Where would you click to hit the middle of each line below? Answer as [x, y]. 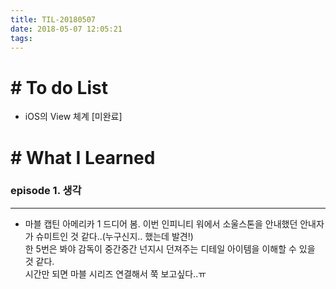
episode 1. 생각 [46, 191]
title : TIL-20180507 [53, 19]
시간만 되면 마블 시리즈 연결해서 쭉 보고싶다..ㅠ [115, 273]
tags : [21, 38]
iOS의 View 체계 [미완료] [73, 117]
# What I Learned [83, 157]
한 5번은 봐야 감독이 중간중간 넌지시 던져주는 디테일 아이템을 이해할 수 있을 [170, 248]
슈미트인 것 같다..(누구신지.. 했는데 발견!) [114, 236]
